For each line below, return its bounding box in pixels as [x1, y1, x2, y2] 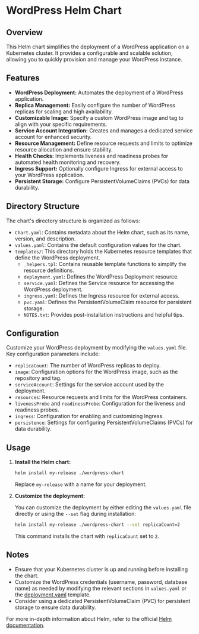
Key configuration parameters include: [6, 350, 100, 358]
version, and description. [14, 235, 76, 242]
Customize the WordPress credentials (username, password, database [14, 578, 188, 585]
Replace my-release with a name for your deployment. [14, 481, 147, 488]
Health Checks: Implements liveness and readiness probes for [14, 152, 169, 159]
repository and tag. [14, 375, 62, 382]
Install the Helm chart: [14, 459, 71, 466]
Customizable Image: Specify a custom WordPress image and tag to [14, 114, 184, 121]
